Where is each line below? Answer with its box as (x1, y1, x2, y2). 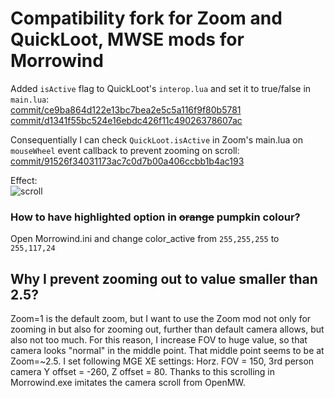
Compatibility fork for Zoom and (10, 7, 283, 30)
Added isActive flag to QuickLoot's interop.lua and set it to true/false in (10, 82, 312, 94)
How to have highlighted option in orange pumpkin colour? (10, 210, 301, 224)
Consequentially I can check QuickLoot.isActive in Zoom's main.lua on (10, 133, 303, 146)
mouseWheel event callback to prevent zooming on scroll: (10, 144, 240, 156)
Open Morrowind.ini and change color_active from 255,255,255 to (10, 233, 280, 245)
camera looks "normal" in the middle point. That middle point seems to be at (10, 345, 325, 357)
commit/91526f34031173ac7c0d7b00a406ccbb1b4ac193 (10, 155, 245, 167)
